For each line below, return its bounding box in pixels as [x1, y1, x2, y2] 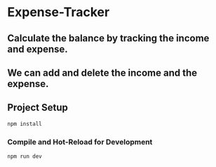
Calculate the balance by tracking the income [7, 32, 210, 44]
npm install [7, 120, 42, 127]
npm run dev [7, 152, 42, 160]
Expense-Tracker [7, 4, 110, 20]
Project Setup [7, 102, 69, 114]
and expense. [7, 43, 68, 55]
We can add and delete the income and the [7, 67, 198, 79]
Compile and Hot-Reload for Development [7, 137, 153, 147]
